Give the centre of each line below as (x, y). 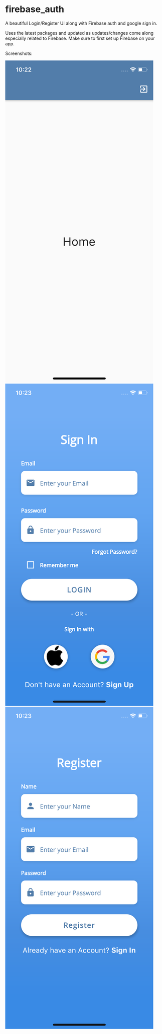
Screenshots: (19, 53)
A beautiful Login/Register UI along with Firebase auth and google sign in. (81, 23)
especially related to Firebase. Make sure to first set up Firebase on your (80, 38)
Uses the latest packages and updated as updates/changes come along (79, 33)
